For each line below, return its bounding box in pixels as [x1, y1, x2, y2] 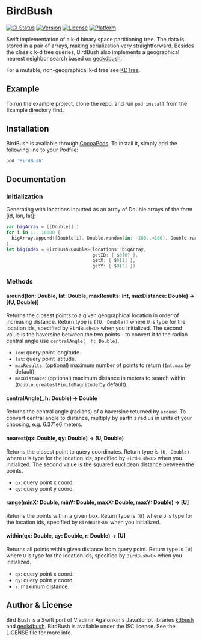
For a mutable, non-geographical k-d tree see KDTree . [6, 66, 141, 73]
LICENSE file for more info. [6, 629, 73, 636]
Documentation [6, 174, 66, 184]
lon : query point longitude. [14, 349, 81, 356]
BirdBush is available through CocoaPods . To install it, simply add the [6, 139, 177, 147]
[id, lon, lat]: [6, 212, 36, 220]
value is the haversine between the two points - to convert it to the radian [6, 331, 188, 338]
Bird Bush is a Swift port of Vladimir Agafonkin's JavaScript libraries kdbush [6, 616, 194, 623]
